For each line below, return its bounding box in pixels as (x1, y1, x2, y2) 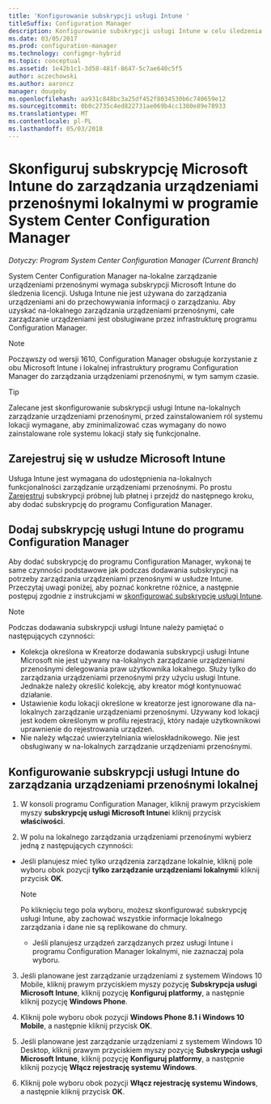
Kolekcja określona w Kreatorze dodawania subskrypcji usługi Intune (19, 647, 250, 657)
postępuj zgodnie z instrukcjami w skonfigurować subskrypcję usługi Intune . (8, 591, 264, 601)
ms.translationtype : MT (8, 110, 89, 118)
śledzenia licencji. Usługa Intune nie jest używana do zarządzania (8, 288, 227, 298)
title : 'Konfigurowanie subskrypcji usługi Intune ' (8, 11, 190, 20)
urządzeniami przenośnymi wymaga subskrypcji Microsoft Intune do (8, 279, 237, 289)
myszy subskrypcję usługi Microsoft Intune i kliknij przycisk (19, 808, 222, 818)
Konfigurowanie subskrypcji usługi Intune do (8, 765, 240, 778)
